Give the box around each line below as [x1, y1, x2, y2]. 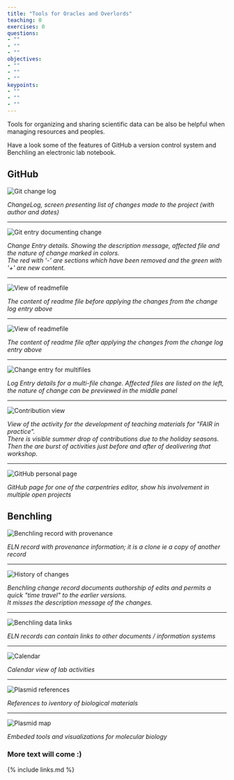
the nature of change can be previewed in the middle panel [7, 386, 178, 394]
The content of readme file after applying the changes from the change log [7, 338, 224, 346]
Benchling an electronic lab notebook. [7, 148, 116, 157]
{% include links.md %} [7, 765, 75, 774]
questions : [7, 29, 39, 37]
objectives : [7, 56, 42, 63]
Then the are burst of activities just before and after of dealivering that [7, 442, 211, 450]
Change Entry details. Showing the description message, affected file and [7, 241, 220, 249]
